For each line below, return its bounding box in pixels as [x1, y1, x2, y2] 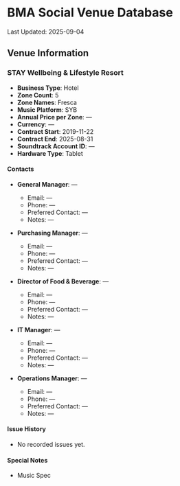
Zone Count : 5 [16, 91, 59, 99]
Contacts [7, 165, 34, 173]
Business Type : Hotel [16, 84, 79, 92]
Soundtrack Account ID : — [16, 142, 95, 150]
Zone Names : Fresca [16, 98, 78, 106]
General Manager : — [16, 180, 78, 188]
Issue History [7, 425, 47, 433]
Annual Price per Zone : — [16, 113, 93, 121]
